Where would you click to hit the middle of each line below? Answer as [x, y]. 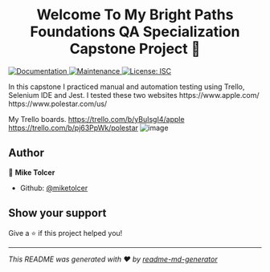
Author [26, 153]
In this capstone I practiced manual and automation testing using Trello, [127, 87]
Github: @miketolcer [54, 188]
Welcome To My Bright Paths [135, 15]
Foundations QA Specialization [135, 32]
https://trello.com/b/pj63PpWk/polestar [74, 128]
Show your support [57, 213]
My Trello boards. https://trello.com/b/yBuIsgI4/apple [96, 119]
